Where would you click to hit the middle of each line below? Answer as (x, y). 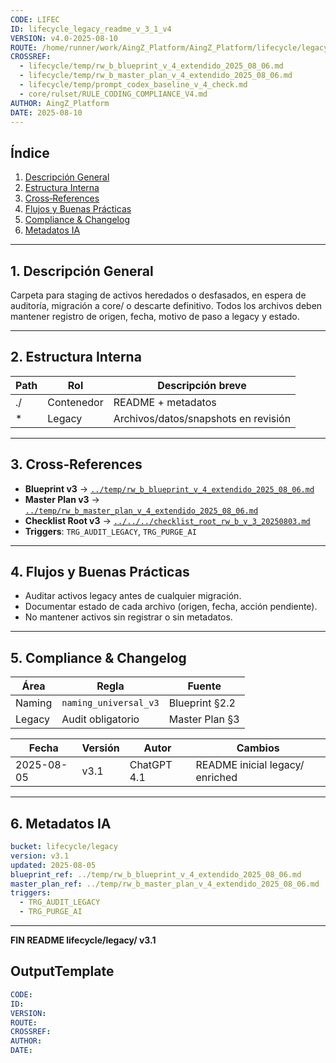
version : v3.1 (40, 856)
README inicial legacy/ (250, 765)
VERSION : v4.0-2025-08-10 (64, 38)
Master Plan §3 (204, 719)
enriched (216, 778)
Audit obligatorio (100, 719)
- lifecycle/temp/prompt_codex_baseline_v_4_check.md (133, 85)
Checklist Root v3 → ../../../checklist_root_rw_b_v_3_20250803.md (167, 520)
